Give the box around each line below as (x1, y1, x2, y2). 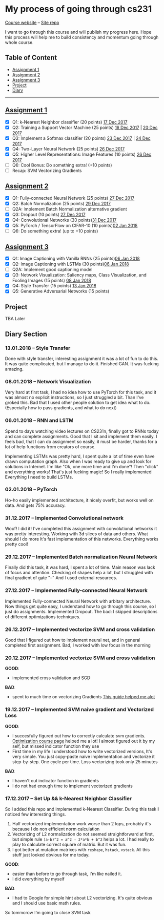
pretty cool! (5, 541, 28, 547)
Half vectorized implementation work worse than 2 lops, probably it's (12, 820, 151, 826)
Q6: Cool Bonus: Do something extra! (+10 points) (12, 162, 112, 168)
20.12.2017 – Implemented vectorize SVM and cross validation (5, 654, 155, 661)
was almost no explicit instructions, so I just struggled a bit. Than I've (5, 395, 144, 400)
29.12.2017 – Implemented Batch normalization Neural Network (5, 553, 158, 560)
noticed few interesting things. (5, 811, 66, 817)
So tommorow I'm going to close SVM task (5, 909, 91, 915)
